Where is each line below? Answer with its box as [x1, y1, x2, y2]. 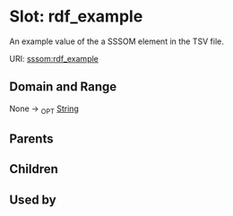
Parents [9, 131, 54, 146]
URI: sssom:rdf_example [9, 53, 99, 64]
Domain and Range [9, 79, 117, 95]
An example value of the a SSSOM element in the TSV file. [9, 36, 224, 47]
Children [9, 161, 58, 177]
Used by [9, 192, 56, 207]
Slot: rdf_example [9, 6, 143, 27]
